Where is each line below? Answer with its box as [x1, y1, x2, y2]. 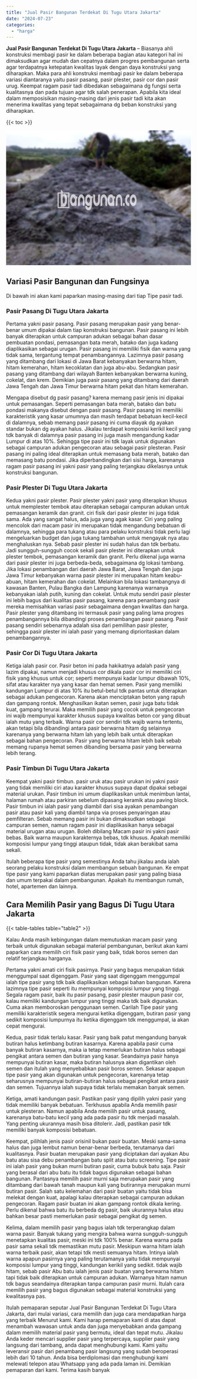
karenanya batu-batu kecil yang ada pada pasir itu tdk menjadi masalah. [6, 1113, 180, 1120]
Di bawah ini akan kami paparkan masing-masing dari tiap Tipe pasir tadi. [6, 292, 184, 299]
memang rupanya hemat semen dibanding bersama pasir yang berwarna [6, 743, 182, 750]
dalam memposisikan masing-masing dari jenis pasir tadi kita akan [6, 95, 167, 102]
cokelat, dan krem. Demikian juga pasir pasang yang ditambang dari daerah [6, 376, 189, 383]
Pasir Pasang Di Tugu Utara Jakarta [6, 307, 109, 315]
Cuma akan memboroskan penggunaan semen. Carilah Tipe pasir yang [6, 1004, 178, 1011]
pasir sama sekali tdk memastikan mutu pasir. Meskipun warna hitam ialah [6, 1243, 185, 1250]
